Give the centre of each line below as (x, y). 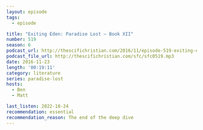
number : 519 (21, 40)
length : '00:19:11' (31, 67)
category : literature (34, 73)
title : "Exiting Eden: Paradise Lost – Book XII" (70, 34)
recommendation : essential (40, 112)
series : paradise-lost (35, 79)
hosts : (14, 84)
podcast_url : (23, 51)
